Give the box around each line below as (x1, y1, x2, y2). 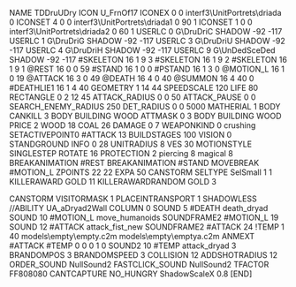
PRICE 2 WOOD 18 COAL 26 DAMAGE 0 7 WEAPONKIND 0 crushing (9, 120, 256, 131)
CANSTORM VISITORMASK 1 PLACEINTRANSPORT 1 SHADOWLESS (9, 193, 258, 204)
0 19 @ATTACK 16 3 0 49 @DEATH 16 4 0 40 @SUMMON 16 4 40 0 (9, 73, 254, 83)
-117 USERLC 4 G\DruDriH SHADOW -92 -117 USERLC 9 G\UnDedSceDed (9, 45, 276, 56)
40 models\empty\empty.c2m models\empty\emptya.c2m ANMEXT (9, 231, 254, 241)
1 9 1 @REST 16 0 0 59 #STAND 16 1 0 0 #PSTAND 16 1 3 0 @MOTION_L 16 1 (9, 64, 285, 74)
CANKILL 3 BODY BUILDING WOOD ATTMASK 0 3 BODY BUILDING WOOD (9, 110, 282, 121)
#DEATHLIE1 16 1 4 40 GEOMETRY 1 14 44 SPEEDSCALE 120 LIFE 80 (9, 83, 259, 93)
